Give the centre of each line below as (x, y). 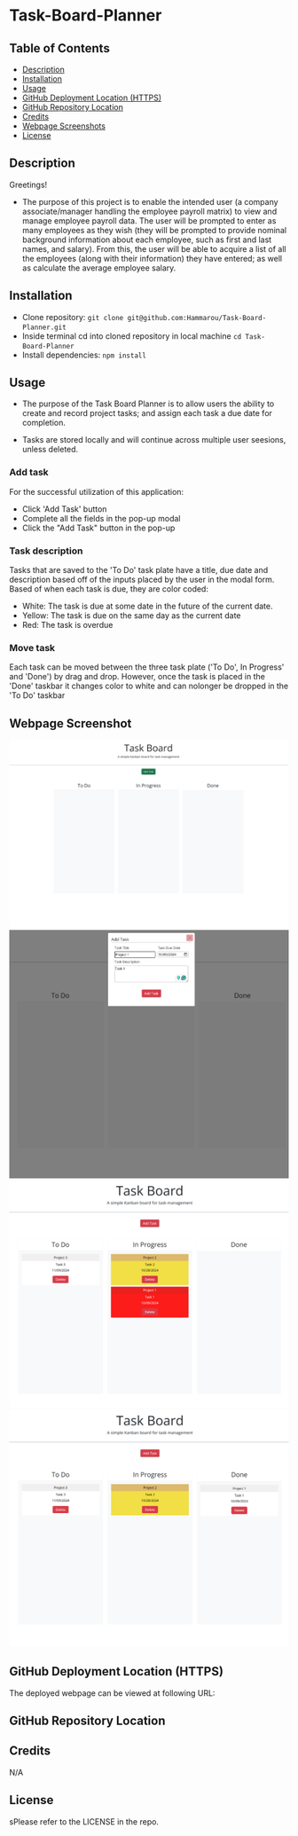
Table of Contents (60, 48)
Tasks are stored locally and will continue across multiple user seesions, (154, 440)
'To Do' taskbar (37, 695)
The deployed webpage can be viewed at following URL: (112, 1693)
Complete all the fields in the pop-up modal (101, 518)
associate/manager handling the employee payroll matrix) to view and (149, 211)
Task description (46, 551)
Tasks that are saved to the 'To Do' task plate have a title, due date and (139, 570)
